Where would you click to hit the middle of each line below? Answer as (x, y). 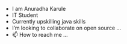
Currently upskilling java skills (49, 21)
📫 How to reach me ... (40, 35)
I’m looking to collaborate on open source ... (67, 28)
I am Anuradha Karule (39, 9)
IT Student (25, 15)
